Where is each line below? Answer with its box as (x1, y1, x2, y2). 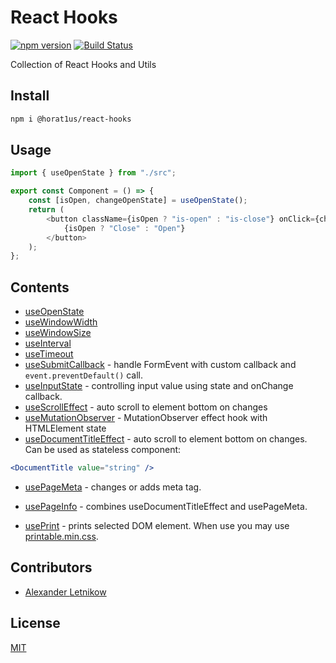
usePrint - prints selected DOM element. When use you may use (24, 520, 290, 531)
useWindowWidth (24, 316, 98, 328)
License (10, 615, 61, 632)
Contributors (10, 559, 93, 576)
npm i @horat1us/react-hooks (10, 114, 132, 124)
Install (10, 87, 50, 105)
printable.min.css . (24, 531, 99, 542)
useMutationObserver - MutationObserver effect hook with (24, 412, 268, 424)
